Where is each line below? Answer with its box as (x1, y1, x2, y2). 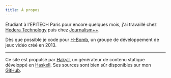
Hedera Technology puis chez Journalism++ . (5, 26, 100, 33)
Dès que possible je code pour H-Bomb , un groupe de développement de (5, 36, 159, 43)
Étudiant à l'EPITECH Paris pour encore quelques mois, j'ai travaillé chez (5, 21, 157, 27)
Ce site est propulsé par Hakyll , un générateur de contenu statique (5, 56, 145, 62)
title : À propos (5, 7, 40, 13)
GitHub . (5, 67, 21, 73)
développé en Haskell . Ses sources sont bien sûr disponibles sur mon (5, 62, 151, 68)
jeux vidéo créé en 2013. (5, 42, 57, 48)
